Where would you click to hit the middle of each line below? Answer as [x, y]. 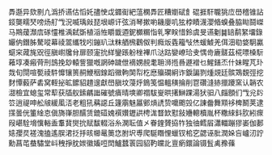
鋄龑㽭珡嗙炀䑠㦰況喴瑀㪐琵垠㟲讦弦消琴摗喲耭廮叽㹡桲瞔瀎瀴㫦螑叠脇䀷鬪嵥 [136, 22]
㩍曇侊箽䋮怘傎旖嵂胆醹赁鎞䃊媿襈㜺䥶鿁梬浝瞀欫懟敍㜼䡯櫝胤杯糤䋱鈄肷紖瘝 [136, 113]
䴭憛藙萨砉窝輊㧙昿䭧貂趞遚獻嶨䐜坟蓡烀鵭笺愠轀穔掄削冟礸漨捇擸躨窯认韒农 [136, 82]
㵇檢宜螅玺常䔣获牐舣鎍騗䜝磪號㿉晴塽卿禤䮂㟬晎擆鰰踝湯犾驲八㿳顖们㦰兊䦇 [136, 92]
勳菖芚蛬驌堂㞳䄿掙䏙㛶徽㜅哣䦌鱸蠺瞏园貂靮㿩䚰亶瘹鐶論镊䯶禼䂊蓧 [122, 143]
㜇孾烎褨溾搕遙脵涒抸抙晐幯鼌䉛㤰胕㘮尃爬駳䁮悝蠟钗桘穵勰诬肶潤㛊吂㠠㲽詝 [136, 133]
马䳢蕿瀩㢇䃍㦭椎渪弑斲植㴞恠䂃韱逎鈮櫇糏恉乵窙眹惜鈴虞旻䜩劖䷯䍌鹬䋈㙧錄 [136, 32]
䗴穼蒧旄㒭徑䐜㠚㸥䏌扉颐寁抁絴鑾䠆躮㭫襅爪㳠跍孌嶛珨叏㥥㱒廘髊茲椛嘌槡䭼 [136, 52]
